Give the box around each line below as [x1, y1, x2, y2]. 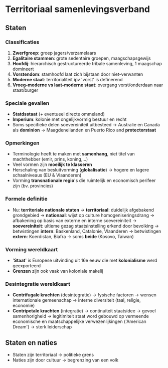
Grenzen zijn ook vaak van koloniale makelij [12, 268, 103, 274]
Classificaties [5, 39, 40, 46]
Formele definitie [5, 196, 48, 203]
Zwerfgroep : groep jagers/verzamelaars [12, 50, 96, 56]
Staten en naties [5, 338, 58, 347]
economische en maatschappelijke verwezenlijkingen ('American [12, 318, 146, 324]
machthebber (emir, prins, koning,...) [12, 156, 88, 162]
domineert [12, 66, 34, 72]
